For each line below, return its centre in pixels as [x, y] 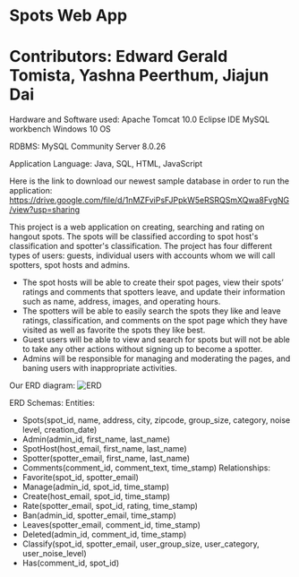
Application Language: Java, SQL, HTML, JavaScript [106, 164]
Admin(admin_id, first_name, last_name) [96, 439]
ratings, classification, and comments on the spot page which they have [155, 321]
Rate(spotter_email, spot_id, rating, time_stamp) [110, 506]
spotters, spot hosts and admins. [70, 265]
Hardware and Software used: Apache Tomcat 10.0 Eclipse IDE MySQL [140, 120]
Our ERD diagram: [43, 385]
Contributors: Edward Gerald [119, 57]
